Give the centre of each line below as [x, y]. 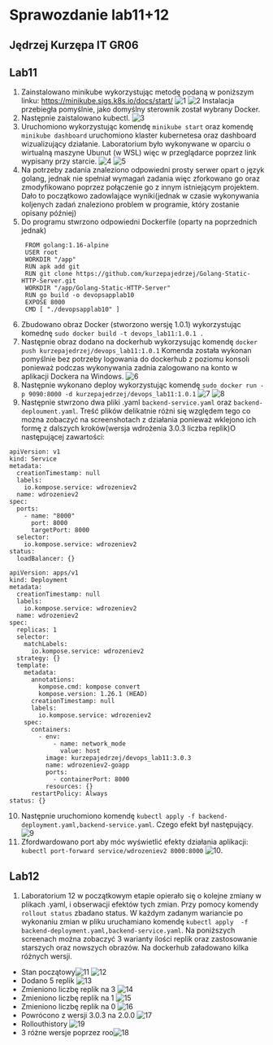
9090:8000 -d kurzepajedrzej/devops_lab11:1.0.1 [113, 395]
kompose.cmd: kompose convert [89, 687]
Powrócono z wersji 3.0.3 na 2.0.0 [78, 1016]
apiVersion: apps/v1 [44, 573]
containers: [51, 730]
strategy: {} [39, 658]
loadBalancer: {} [46, 559]
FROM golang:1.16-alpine [67, 246]
